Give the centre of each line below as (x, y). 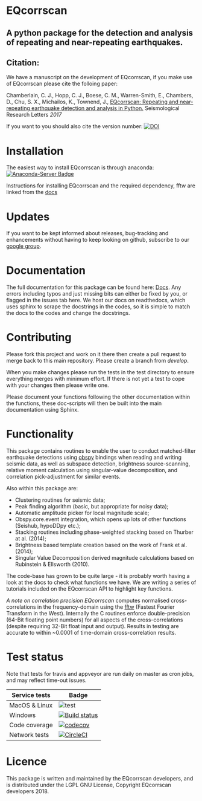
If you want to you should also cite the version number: (74, 126)
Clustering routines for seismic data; (60, 500)
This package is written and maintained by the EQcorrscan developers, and (100, 778)
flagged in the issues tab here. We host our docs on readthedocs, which (96, 300)
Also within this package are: (42, 488)
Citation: (23, 63)
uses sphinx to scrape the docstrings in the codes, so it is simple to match (98, 306)
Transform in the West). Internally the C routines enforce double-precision (98, 614)
